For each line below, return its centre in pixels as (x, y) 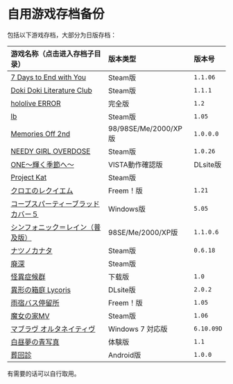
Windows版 (127, 209)
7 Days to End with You (49, 77)
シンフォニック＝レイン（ (52, 227)
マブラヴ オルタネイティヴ (53, 329)
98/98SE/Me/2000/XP (145, 128)
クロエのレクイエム (42, 191)
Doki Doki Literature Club (51, 90)
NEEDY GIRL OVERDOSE (51, 151)
